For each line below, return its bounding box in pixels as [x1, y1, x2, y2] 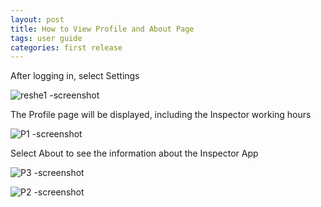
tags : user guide [10, 33, 83, 43]
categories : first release [10, 42, 123, 53]
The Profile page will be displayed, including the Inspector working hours [10, 109, 312, 121]
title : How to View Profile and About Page [10, 24, 195, 34]
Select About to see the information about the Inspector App [10, 147, 259, 160]
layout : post [10, 14, 65, 25]
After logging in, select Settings [10, 70, 140, 82]
